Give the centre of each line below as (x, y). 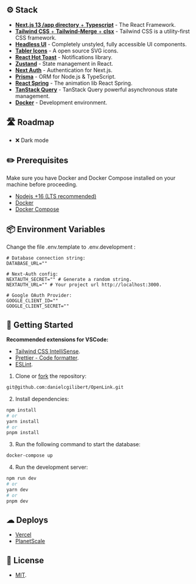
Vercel (23, 535)
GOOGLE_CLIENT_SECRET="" (38, 306)
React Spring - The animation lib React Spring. (74, 83)
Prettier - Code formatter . (47, 358)
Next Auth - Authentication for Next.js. (64, 70)
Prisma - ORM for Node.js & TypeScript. (65, 76)
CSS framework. (36, 37)
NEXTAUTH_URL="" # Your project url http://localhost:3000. (84, 285)
